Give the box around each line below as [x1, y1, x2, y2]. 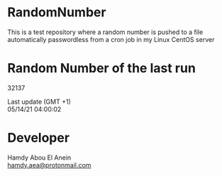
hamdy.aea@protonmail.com [7, 160, 91, 169]
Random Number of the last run [7, 60, 196, 77]
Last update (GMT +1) [7, 97, 71, 106]
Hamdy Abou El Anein [7, 153, 72, 162]
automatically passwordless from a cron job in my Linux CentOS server [7, 35, 215, 43]
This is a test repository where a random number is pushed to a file [7, 28, 204, 36]
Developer [7, 130, 70, 146]
